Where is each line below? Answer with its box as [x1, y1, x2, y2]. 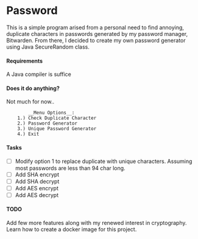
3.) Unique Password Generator [17, 126, 97, 132]
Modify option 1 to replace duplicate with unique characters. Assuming [15, 158, 193, 165]
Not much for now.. [6, 98, 55, 105]
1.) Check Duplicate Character [17, 115, 97, 122]
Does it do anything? [6, 85, 60, 92]
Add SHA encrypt [15, 171, 60, 178]
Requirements [6, 57, 43, 64]
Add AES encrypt [15, 184, 59, 192]
